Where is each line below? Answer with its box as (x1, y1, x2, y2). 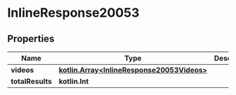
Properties (7, 33, 55, 45)
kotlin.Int (58, 77, 89, 86)
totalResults (11, 77, 53, 86)
